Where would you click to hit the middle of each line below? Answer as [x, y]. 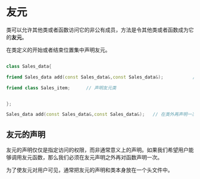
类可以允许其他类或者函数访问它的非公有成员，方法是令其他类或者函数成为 [97, 30]
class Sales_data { [29, 66]
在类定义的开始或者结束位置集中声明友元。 [58, 50]
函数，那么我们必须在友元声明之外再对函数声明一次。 [97, 158]
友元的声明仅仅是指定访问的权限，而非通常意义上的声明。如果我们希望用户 [97, 150]
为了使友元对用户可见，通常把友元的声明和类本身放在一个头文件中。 [90, 170]
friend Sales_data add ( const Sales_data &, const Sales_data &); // [102, 77]
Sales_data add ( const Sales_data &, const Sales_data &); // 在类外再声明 [97, 114]
